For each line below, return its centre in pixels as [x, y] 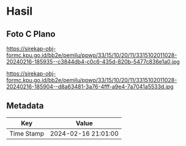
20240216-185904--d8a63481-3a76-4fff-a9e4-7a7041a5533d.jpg [90, 86]
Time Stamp [27, 133]
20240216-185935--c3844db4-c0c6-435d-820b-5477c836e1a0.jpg [93, 62]
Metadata [25, 106]
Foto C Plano [31, 34]
